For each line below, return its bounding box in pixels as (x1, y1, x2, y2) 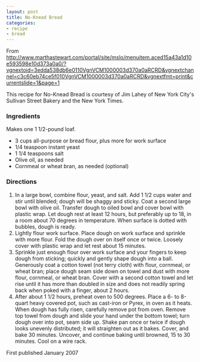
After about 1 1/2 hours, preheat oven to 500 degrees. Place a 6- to (14, 293, 180, 300)
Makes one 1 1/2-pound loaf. (6, 126, 76, 133)
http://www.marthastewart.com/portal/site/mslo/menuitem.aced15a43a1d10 (6, 54, 192, 61)
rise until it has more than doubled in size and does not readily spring (14, 280, 185, 287)
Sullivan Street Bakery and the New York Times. (6, 97, 124, 105)
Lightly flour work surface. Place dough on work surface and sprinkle (14, 229, 186, 236)
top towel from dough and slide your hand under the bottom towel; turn (14, 312, 190, 319)
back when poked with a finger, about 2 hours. (14, 287, 130, 294)
